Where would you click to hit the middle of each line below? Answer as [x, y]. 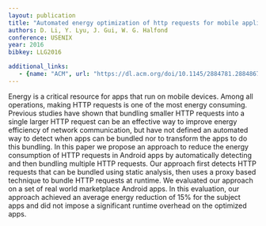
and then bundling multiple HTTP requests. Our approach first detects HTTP [133, 164]
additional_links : [38, 67]
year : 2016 [26, 45]
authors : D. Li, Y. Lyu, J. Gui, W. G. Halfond [88, 30]
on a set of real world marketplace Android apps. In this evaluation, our [124, 188]
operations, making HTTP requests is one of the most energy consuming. [128, 104]
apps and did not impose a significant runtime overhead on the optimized [127, 205]
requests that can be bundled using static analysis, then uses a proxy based [132, 171]
